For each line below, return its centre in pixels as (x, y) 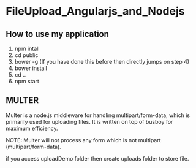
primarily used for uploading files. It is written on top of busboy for (89, 121)
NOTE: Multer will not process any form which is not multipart (83, 140)
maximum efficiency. (32, 128)
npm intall (27, 48)
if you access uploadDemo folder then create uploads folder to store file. (97, 158)
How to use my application (58, 34)
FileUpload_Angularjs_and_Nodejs (95, 11)
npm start (27, 81)
